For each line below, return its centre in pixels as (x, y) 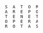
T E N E (18, 16)
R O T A (18, 26)
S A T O (18, 7)
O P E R (18, 21)
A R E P (18, 12)
